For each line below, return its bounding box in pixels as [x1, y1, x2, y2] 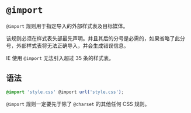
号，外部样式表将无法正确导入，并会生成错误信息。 [6, 42, 129, 49]
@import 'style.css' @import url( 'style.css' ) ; [6, 89, 124, 95]
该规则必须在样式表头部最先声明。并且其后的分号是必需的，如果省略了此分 [6, 34, 185, 42]
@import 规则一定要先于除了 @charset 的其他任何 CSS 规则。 [6, 100, 150, 107]
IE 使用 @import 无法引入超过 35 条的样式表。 [6, 54, 114, 61]
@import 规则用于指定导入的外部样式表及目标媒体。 [6, 22, 129, 29]
